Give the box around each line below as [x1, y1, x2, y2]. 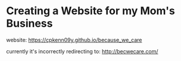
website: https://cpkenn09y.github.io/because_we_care [6, 36, 142, 43]
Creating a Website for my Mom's [6, 4, 176, 18]
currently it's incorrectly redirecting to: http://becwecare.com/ [6, 47, 159, 54]
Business [6, 17, 53, 30]
